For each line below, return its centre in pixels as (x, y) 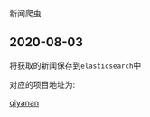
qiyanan (24, 102)
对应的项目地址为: (42, 84)
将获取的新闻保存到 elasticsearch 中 (75, 65)
